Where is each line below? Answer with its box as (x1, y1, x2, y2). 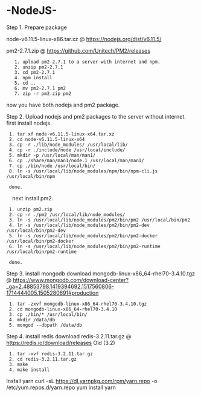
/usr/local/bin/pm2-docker (6, 238, 74, 244)
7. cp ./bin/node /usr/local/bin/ (8, 163, 96, 169)
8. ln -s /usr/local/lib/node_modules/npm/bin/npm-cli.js (8, 168, 158, 174)
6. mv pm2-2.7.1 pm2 (14, 85, 66, 91)
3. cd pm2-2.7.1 (14, 69, 56, 76)
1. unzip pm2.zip (8, 206, 53, 212)
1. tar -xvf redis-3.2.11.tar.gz (8, 350, 94, 357)
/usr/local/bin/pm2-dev (6, 228, 66, 234)
